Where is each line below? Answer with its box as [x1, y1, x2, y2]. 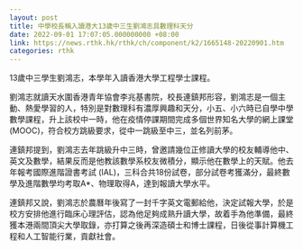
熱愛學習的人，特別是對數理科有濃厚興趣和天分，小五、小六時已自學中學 [24, 103, 294, 113]
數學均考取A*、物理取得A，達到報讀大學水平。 [40, 178, 215, 189]
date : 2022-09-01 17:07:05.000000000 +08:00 [9, 30, 179, 39]
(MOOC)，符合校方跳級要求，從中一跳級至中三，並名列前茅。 [9, 125, 238, 136]
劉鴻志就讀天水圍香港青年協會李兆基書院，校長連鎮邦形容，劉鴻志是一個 [9, 92, 278, 103]
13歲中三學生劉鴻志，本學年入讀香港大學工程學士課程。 [9, 73, 216, 84]
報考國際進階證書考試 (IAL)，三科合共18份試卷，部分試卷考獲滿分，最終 [16, 167, 282, 178]
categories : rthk [9, 47, 75, 56]
